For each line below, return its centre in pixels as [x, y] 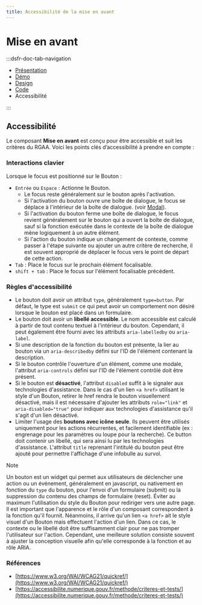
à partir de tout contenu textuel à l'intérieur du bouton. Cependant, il [100, 325]
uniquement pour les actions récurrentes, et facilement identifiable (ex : [104, 428]
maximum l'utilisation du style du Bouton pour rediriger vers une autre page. [101, 502]
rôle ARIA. [19, 547]
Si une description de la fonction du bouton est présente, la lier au [97, 344]
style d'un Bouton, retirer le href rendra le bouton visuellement [92, 396]
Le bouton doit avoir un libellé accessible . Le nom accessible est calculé [106, 319]
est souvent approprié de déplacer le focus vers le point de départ [106, 252]
